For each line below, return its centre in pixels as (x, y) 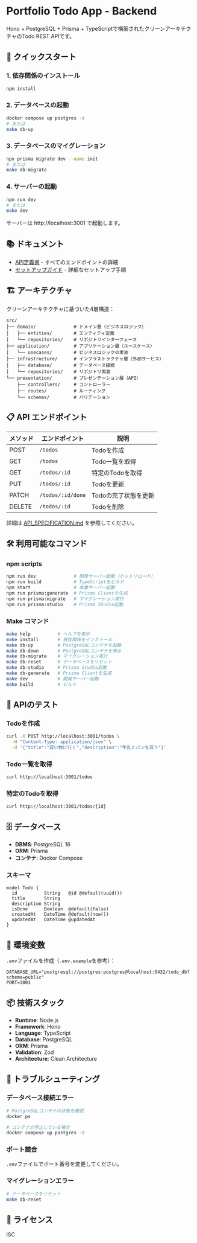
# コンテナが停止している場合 (38, 1127)
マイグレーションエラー (40, 1181)
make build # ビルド (42, 684)
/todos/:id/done (63, 495)
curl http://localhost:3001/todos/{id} (56, 807)
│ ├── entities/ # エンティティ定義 (60, 333)
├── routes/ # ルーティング (61, 391)
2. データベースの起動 (38, 105)
